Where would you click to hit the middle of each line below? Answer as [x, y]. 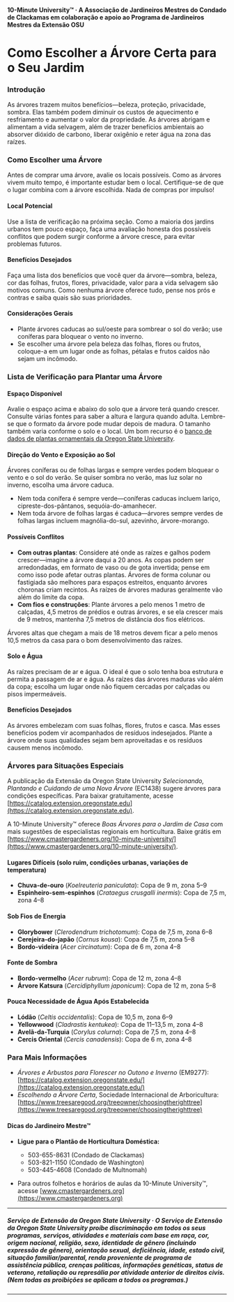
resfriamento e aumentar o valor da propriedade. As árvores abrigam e [109, 119]
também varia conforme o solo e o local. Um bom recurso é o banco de [110, 431]
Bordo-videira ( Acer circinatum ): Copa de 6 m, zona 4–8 [99, 946]
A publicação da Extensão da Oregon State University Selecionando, [106, 781]
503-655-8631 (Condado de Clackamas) [86, 1155]
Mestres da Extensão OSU [46, 24]
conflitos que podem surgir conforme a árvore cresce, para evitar [101, 236]
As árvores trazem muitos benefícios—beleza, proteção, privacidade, [107, 105]
